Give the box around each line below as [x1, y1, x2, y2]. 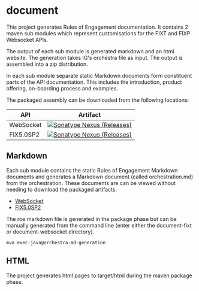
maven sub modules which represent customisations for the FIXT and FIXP [6, 29, 191, 37]
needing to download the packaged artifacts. [6, 186, 117, 193]
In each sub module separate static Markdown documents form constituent [6, 72, 192, 79]
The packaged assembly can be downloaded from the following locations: [6, 96, 189, 104]
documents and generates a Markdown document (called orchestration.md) [6, 173, 194, 180]
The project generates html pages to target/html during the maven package [6, 272, 193, 279]
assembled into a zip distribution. [6, 60, 88, 68]
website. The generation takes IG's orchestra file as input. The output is [6, 54, 183, 61]
